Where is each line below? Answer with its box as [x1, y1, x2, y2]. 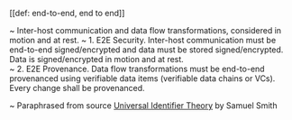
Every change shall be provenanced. [9, 83, 146, 93]
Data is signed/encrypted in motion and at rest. [9, 54, 185, 64]
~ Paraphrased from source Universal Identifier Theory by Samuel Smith [9, 100, 278, 111]
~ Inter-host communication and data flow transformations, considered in [9, 25, 282, 35]
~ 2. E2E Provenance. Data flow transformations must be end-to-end [9, 63, 265, 74]
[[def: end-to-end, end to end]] [9, 8, 125, 18]
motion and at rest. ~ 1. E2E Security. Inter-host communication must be [9, 35, 277, 45]
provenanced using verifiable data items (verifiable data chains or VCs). [9, 73, 276, 84]
